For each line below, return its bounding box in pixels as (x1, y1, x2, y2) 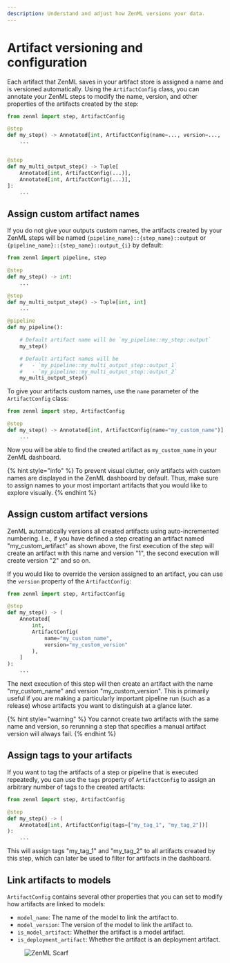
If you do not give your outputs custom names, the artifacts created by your (7, 226, 222, 235)
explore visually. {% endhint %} (7, 488, 97, 496)
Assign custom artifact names (7, 208, 140, 220)
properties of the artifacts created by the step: (7, 100, 140, 108)
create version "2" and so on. (7, 556, 91, 564)
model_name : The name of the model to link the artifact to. (17, 913, 179, 922)
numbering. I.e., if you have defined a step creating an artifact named (7, 534, 204, 543)
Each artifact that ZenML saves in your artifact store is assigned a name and (7, 77, 224, 86)
